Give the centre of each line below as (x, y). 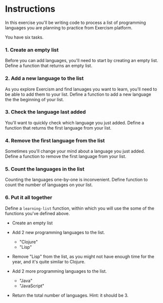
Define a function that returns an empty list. (49, 66)
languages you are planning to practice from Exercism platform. (69, 27)
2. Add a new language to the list (45, 78)
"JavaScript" (32, 286)
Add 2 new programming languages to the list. (58, 232)
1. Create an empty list (32, 50)
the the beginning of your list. (35, 99)
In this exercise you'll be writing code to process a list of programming (75, 22)
